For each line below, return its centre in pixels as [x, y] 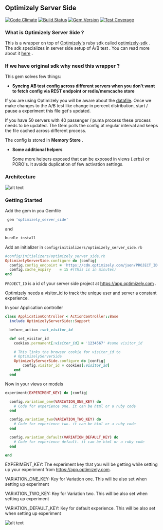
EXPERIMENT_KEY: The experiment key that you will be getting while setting [81, 464]
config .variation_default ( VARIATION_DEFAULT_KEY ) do [64, 437]
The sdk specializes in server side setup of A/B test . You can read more [77, 48]
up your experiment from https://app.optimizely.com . [58, 470]
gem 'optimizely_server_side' [38, 220]
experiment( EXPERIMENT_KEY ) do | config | [47, 393]
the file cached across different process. [46, 131]
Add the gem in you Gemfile [33, 211]
